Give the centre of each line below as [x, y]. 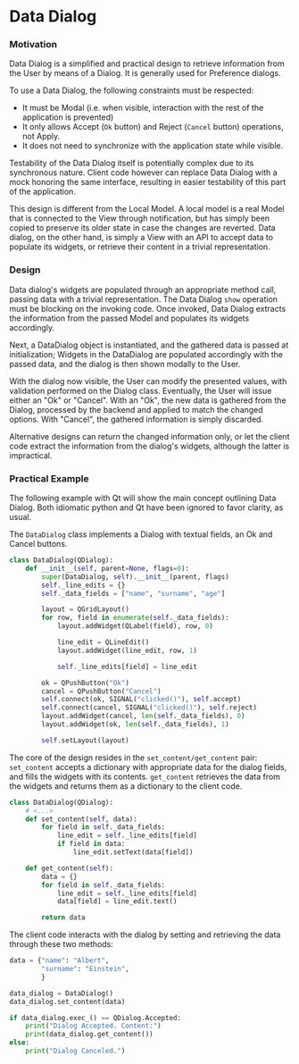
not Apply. [41, 137]
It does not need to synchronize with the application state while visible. [153, 146]
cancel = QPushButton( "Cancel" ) [102, 691]
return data [64, 917]
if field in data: [91, 844]
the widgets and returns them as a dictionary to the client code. [126, 786]
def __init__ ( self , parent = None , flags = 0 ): [108, 568]
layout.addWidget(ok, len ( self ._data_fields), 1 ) [135, 725]
